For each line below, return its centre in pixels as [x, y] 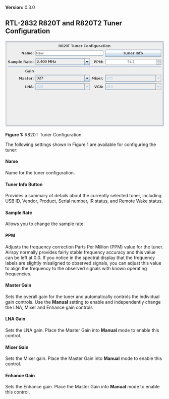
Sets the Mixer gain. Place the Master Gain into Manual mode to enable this [84, 358]
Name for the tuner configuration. [40, 172]
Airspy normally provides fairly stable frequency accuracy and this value [80, 252]
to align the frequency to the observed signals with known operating [76, 268]
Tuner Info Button [24, 184]
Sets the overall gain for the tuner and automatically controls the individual [82, 297]
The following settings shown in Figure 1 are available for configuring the [81, 144]
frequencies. [18, 274]
